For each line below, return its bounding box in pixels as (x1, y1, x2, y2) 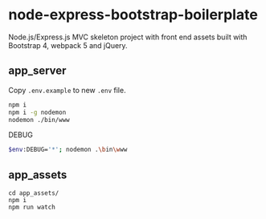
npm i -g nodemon (8, 108, 67, 116)
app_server (8, 64, 67, 78)
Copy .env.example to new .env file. (8, 85, 126, 95)
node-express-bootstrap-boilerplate (8, 6, 259, 24)
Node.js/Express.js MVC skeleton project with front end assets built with (8, 32, 248, 42)
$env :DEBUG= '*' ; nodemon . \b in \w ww (8, 146, 128, 154)
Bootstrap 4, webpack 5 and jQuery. (8, 40, 128, 50)
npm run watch (8, 203, 56, 212)
